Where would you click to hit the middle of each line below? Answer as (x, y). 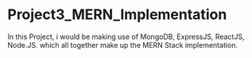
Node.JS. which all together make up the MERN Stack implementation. (123, 44)
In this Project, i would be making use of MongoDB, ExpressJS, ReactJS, (126, 37)
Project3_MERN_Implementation (117, 15)
